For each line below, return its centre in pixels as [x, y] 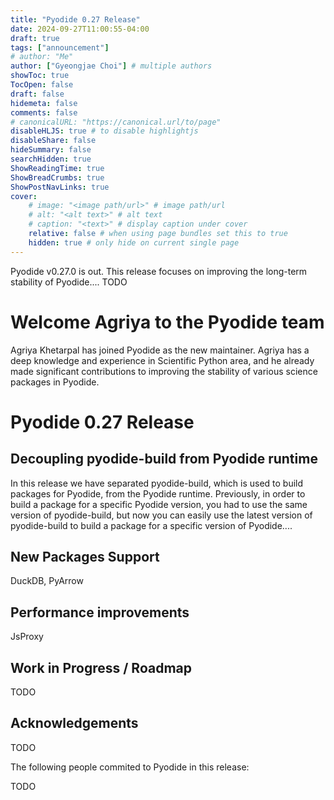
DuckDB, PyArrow [47, 581]
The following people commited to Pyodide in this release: [130, 767]
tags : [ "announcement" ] [60, 47]
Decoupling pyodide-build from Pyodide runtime [164, 459]
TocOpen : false [42, 85]
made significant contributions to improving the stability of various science [164, 371]
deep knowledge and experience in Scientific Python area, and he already [162, 360]
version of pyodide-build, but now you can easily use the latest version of [161, 515]
